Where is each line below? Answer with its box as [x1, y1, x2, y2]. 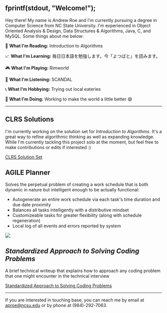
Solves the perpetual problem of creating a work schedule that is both [5, 181, 149, 187]
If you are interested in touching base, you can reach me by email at [5, 297, 145, 303]
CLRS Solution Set [5, 154, 43, 160]
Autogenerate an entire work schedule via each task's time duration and [12, 196, 161, 202]
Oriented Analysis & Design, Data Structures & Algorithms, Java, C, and [5, 27, 151, 34]
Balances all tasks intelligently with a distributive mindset [12, 207, 129, 213]
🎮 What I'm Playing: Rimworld [5, 65, 69, 71]
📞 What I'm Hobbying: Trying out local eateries [5, 86, 101, 92]
